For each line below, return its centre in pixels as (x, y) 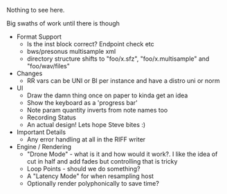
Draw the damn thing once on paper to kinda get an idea (107, 95)
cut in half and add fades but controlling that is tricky (102, 161)
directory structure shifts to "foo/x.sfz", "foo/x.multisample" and (118, 59)
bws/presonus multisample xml (71, 51)
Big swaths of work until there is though (63, 23)
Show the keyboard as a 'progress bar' (82, 103)
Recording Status (52, 117)
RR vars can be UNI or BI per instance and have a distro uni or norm (123, 81)
